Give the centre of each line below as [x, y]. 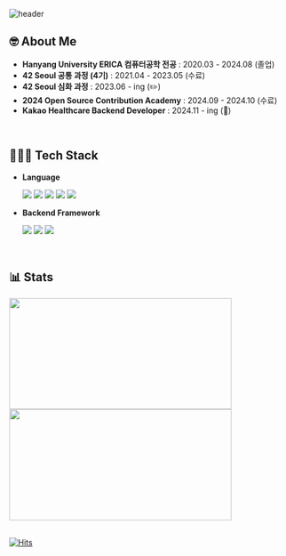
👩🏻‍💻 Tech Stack [54, 156]
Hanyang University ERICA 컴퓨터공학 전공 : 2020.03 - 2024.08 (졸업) [148, 64]
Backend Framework [61, 213]
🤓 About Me [43, 41]
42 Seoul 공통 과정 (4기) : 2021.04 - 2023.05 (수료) [114, 75]
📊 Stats [32, 277]
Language [41, 177]
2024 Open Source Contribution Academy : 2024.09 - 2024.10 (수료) [150, 100]
